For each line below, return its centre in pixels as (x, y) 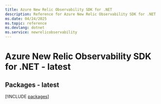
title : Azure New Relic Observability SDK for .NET (59, 10)
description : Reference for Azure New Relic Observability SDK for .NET (80, 14)
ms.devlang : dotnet (25, 28)
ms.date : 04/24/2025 (26, 19)
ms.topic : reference (26, 23)
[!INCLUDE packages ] (27, 96)
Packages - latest (32, 85)
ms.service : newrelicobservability (41, 32)
